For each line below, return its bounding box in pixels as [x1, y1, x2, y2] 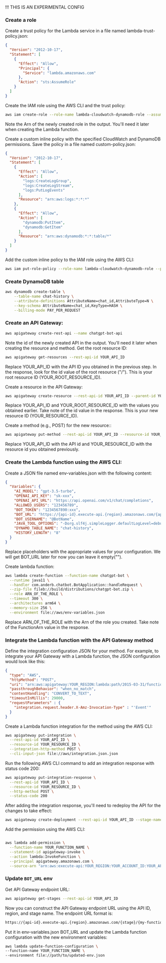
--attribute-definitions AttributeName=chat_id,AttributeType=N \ [14, 298, 154, 303]
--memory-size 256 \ [9, 605, 52, 610]
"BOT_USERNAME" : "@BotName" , [14, 516, 74, 522]
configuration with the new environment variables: [5, 934, 108, 940]
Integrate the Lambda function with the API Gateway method [5, 636, 154, 643]
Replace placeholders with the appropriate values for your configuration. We [5, 549, 161, 554]
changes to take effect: [5, 808, 52, 814]
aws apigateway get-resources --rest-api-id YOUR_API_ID [5, 354, 125, 359]
